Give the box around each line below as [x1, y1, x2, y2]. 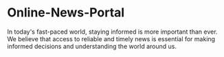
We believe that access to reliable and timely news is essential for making [7, 34, 215, 43]
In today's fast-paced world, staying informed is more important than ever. [7, 27, 218, 36]
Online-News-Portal [7, 5, 125, 21]
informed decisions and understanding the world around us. [7, 42, 177, 50]
